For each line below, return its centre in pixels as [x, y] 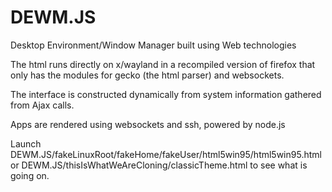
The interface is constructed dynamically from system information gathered [166, 94]
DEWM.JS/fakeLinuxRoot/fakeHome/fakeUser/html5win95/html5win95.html [166, 154]
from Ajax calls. [42, 105]
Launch [26, 143]
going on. [30, 175]
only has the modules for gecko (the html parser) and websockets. [147, 75]
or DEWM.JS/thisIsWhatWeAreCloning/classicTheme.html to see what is [159, 165]
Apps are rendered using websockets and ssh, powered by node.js [148, 124]
